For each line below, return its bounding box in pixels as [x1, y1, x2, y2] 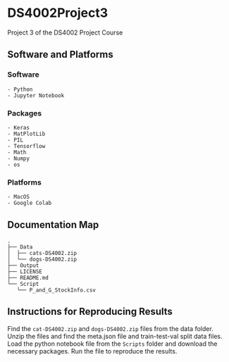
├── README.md [7, 275, 49, 282]
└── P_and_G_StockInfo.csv [16, 287, 97, 294]
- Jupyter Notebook [7, 92, 65, 99]
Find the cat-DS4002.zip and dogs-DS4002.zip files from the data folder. [7, 324, 213, 332]
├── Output [7, 262, 39, 269]
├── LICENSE [7, 268, 42, 275]
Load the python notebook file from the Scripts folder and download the [7, 339, 218, 348]
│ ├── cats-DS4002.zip [7, 250, 78, 257]
